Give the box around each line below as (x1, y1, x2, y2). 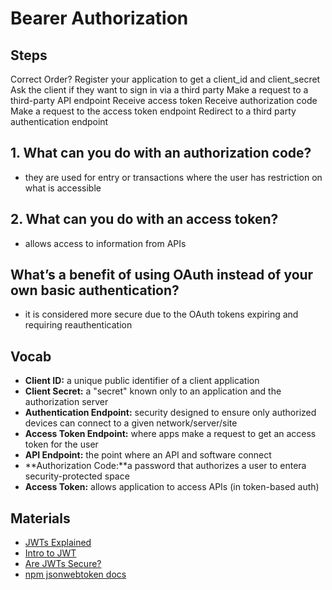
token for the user (24, 438, 99, 451)
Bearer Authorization (10, 7, 189, 30)
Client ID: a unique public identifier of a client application (24, 375, 260, 387)
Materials (10, 510, 71, 527)
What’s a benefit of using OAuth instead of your (10, 267, 314, 284)
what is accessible (24, 182, 102, 194)
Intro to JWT (24, 547, 77, 559)
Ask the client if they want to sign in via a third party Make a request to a (10, 84, 309, 96)
